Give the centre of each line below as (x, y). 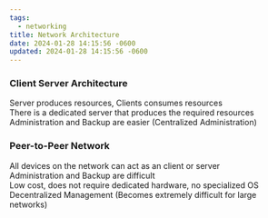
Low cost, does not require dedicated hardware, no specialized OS (134, 185)
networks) (29, 204)
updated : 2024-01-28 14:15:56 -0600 (79, 52)
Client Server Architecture (69, 84)
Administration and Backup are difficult (82, 175)
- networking (42, 26)
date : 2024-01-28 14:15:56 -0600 (73, 43)
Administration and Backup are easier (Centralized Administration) (133, 123)
